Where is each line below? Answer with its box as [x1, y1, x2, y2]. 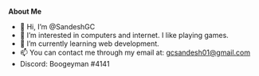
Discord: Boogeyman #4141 [19, 59, 110, 68]
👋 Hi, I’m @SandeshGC [19, 22, 96, 31]
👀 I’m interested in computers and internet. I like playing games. [19, 31, 229, 40]
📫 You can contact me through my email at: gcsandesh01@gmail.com [19, 47, 251, 57]
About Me [8, 7, 42, 16]
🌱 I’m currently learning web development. [19, 39, 159, 48]
